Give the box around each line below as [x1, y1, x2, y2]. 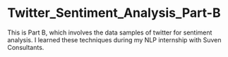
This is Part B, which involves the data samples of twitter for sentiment [7, 28, 212, 37]
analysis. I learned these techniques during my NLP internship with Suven [7, 35, 222, 44]
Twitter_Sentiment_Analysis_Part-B [7, 5, 221, 21]
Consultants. [7, 43, 44, 51]
